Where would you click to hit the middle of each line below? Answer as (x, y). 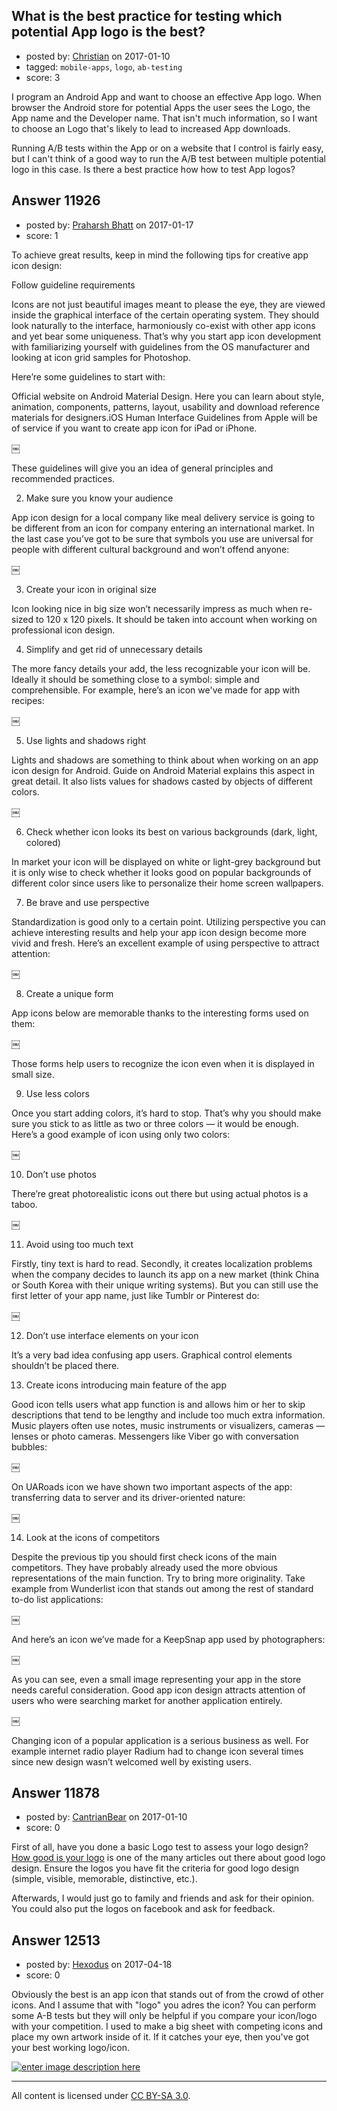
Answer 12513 (56, 1940)
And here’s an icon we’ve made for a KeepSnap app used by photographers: (168, 1639)
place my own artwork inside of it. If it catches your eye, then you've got (160, 2037)
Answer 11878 (56, 1793)
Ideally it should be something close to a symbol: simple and (135, 679)
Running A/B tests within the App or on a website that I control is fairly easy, (167, 148)
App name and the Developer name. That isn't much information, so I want (164, 118)
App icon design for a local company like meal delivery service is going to (163, 517)
